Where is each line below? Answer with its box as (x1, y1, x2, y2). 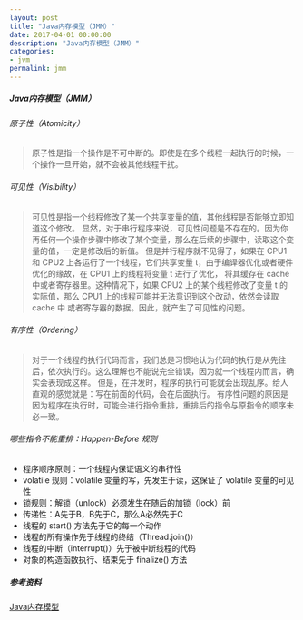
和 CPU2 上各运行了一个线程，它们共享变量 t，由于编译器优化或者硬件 (31, 256, 294, 268)
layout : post (9, 13, 59, 23)
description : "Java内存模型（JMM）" (9, 38, 140, 48)
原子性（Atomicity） (9, 117, 85, 128)
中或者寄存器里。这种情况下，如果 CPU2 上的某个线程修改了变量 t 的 (31, 279, 288, 290)
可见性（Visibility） (9, 182, 82, 192)
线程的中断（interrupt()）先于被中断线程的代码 (22, 543, 197, 554)
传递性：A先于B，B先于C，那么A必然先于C (22, 509, 183, 520)
